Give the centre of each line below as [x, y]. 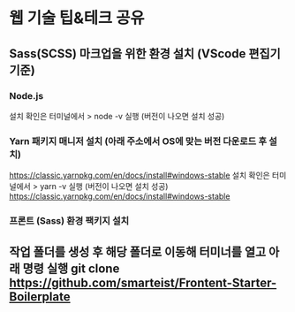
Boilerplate [40, 297]
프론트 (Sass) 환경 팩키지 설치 [69, 221]
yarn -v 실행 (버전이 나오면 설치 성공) [104, 186]
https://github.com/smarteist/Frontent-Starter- [143, 283]
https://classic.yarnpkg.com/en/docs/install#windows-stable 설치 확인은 [140, 175]
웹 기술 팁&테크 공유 [77, 18]
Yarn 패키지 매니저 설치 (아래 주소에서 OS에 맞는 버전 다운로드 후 [138, 141]
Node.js [26, 95]
